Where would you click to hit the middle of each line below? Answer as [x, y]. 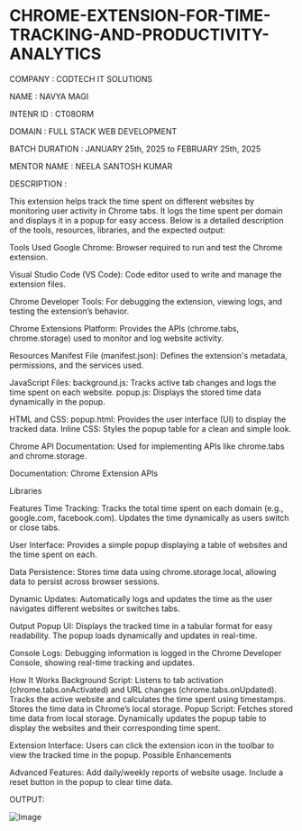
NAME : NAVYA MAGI [49, 96]
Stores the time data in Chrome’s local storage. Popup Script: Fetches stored [151, 708]
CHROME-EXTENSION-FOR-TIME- [140, 16]
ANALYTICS [55, 54]
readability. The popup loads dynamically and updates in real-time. [133, 635]
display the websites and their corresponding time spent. [115, 727]
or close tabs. [35, 527]
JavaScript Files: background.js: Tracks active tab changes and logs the [143, 382]
